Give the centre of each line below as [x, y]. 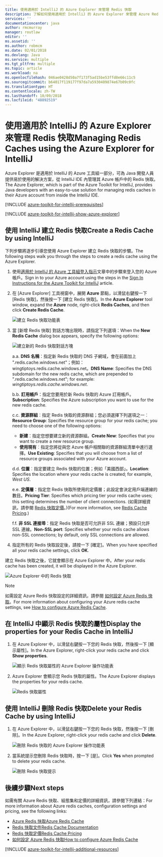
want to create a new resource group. [57, 441]
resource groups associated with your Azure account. [73, 458]
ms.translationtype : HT [29, 87]
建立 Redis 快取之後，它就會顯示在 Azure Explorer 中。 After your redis [75, 560]
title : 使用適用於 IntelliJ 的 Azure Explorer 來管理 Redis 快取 [68, 10]
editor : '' [16, 37]
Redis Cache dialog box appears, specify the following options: [75, 336]
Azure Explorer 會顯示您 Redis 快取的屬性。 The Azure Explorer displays [83, 676]
